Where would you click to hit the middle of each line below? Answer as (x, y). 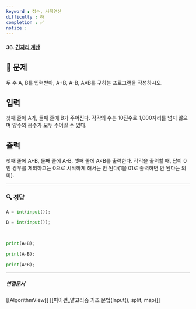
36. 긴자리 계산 (23, 47)
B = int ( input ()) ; (28, 222)
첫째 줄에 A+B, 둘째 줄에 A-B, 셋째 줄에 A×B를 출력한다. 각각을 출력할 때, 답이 (94, 161)
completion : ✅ (25, 22)
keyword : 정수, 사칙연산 (34, 11)
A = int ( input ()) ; (28, 212)
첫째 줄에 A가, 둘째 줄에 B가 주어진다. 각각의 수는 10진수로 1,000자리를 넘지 (92, 118)
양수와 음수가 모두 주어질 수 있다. (49, 125)
